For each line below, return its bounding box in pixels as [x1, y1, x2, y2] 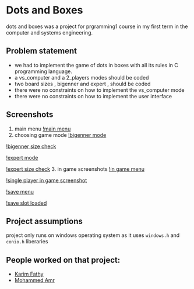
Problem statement [6, 46, 77, 56]
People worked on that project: [6, 255, 121, 265]
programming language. [14, 68, 73, 75]
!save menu [6, 188, 34, 195]
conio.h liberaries [6, 238, 48, 245]
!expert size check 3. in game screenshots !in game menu [6, 165, 144, 173]
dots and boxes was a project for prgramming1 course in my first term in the [6, 23, 188, 30]
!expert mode [6, 154, 38, 161]
